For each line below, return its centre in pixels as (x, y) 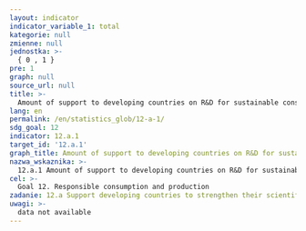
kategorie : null (40, 35)
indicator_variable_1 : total (65, 26)
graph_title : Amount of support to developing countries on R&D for (142, 153)
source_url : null (42, 85)
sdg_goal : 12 (34, 128)
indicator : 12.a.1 (44, 136)
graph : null (32, 77)
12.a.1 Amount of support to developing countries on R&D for (138, 170)
